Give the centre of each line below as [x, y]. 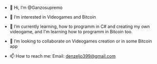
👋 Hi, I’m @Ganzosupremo [36, 8]
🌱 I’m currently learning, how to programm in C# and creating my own [80, 26]
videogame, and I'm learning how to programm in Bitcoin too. [71, 32]
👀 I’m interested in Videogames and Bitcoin [53, 17]
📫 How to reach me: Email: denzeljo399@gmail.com [63, 56]
